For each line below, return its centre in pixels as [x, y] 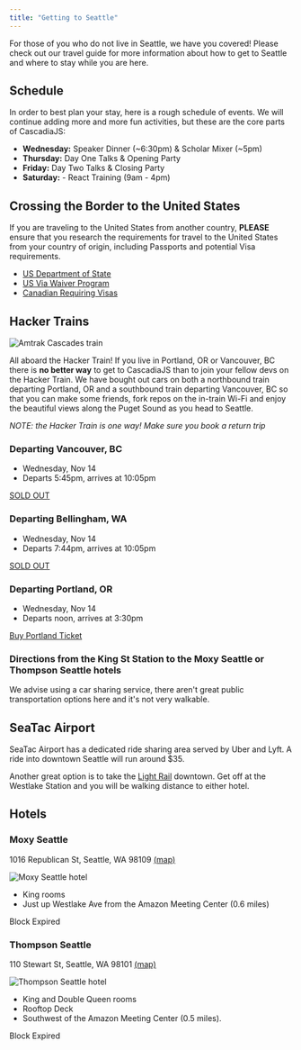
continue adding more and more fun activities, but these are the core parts [147, 122]
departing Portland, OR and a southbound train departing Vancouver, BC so [149, 389]
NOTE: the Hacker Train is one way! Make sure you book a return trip [137, 426]
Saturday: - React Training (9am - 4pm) [96, 177]
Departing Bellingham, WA [68, 519]
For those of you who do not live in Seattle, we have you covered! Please [144, 43]
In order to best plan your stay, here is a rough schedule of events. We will [147, 113]
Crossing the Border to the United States [125, 206]
